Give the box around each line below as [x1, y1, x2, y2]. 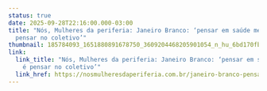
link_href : [15, 70, 52, 78]
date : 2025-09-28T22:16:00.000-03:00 [8, 19, 133, 27]
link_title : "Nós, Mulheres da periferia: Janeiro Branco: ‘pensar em [15, 56, 254, 64]
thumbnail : [8, 41, 44, 49]
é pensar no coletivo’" [22, 63, 102, 71]
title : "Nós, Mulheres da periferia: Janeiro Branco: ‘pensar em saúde [8, 26, 250, 34]
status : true [8, 11, 52, 20]
